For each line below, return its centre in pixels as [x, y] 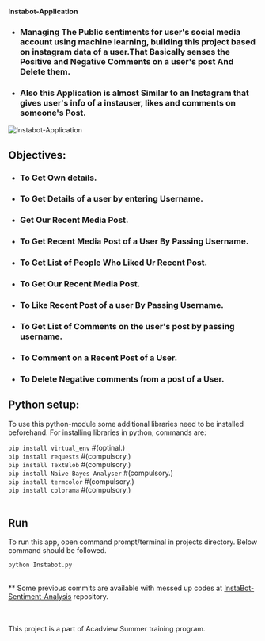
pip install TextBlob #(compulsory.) [70, 464]
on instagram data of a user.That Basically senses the [125, 52]
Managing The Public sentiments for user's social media [130, 32]
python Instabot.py [40, 565]
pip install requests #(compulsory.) [70, 456]
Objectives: [37, 155]
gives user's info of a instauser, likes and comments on [127, 102]
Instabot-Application [43, 12]
